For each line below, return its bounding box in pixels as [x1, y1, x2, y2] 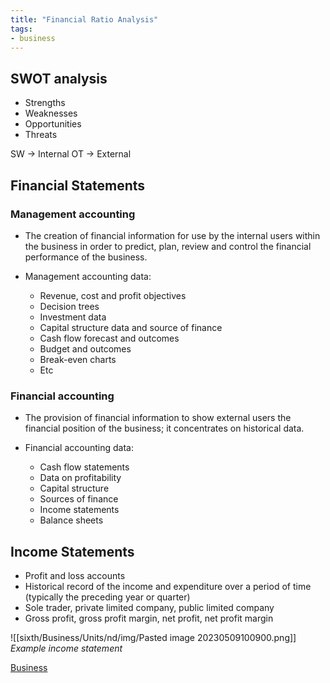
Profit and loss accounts [24, 569, 126, 581]
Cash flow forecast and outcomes [39, 332, 180, 344]
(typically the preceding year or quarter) [24, 591, 191, 603]
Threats [24, 129, 58, 141]
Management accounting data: [24, 270, 152, 282]
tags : [10, 24, 33, 34]
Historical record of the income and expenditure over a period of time [24, 580, 312, 592]
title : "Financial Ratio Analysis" [10, 14, 159, 25]
